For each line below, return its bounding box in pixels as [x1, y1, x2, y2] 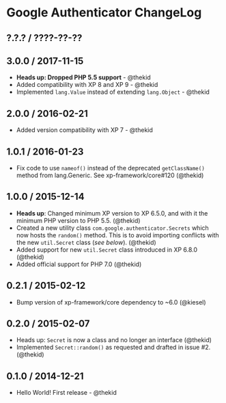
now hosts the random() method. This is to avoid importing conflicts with [16, 231, 219, 239]
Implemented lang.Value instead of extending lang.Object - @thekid [16, 88, 210, 96]
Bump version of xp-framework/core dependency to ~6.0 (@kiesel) [16, 298, 206, 306]
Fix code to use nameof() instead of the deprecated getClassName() [16, 164, 206, 172]
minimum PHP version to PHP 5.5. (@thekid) [16, 216, 141, 224]
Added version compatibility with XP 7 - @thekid [16, 126, 153, 134]
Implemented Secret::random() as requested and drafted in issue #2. [16, 343, 211, 352]
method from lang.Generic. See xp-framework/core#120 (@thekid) [16, 171, 204, 179]
